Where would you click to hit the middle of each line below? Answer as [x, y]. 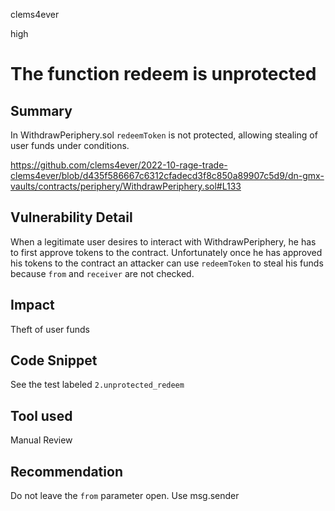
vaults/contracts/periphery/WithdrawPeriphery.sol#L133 [126, 186]
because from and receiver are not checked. [102, 273]
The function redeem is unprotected [163, 74]
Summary [41, 110]
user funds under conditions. [70, 145]
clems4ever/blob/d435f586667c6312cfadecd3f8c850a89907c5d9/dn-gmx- [167, 175]
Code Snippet [54, 360]
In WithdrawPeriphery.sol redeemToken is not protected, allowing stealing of [164, 135]
